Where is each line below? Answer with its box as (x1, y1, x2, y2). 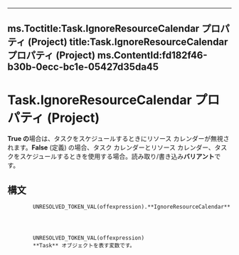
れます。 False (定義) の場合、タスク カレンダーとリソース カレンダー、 (7, 143, 215, 152)
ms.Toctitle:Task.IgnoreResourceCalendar (7, 23, 200, 35)
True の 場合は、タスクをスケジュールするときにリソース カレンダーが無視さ (7, 135, 230, 143)
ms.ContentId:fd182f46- (97, 49, 208, 61)
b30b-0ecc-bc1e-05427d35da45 (7, 61, 159, 73)
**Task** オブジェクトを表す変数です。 (33, 242, 135, 249)
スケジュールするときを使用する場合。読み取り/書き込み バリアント (19, 152, 215, 161)
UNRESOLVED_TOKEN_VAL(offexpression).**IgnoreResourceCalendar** (33, 204, 231, 211)
